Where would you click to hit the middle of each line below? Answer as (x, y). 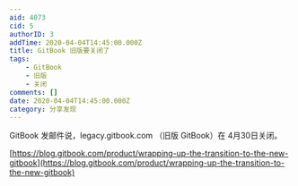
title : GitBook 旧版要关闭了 (60, 51)
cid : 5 (22, 26)
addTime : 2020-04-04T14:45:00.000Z (76, 42)
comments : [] (34, 92)
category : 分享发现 (43, 109)
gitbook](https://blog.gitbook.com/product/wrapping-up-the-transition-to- (147, 163)
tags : (19, 59)
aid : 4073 (28, 17)
